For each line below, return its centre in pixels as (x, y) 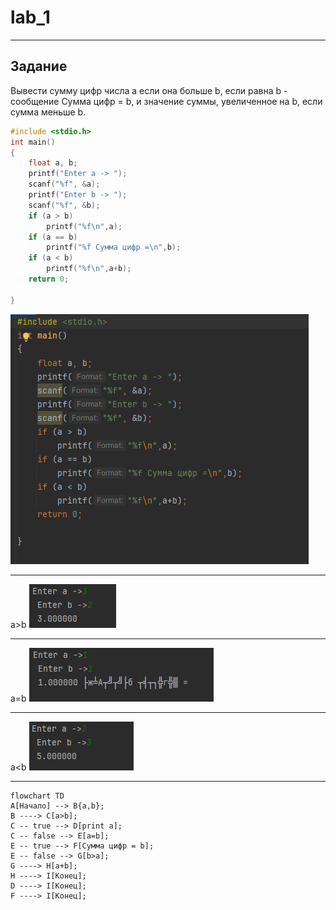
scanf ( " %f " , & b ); (64, 205)
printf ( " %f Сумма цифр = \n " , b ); (114, 247)
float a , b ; (53, 163)
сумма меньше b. (48, 112)
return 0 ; (49, 279)
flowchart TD (37, 796)
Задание (39, 66)
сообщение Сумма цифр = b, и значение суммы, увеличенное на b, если (166, 101)
